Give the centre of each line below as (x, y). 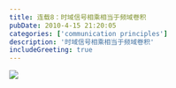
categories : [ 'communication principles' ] (88, 33)
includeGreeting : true (51, 50)
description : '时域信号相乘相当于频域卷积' (82, 42)
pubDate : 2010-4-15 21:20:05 (63, 26)
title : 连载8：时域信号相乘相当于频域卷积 (78, 17)
